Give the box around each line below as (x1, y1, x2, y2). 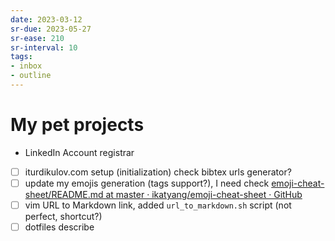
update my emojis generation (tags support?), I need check (24, 177, 270, 189)
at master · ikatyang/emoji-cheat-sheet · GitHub (105, 188, 303, 200)
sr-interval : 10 (10, 42, 78, 53)
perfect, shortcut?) (24, 211, 103, 222)
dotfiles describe (24, 221, 95, 233)
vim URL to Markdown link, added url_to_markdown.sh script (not (24, 199, 292, 211)
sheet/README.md (24, 188, 104, 200)
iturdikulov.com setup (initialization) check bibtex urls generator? (24, 166, 292, 178)
